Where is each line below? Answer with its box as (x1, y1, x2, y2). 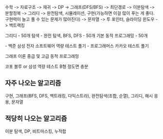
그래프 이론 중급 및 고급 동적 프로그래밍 (5, 53, 79, 59)
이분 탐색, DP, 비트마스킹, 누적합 (5, 128, 67, 134)
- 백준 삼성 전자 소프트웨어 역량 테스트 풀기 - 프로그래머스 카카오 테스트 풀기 (5, 43, 149, 48)
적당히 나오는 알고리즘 (5, 114, 67, 123)
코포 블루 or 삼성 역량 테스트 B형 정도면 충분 (5, 63, 89, 69)
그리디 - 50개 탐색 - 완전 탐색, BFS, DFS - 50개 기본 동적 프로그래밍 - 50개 (5, 33, 148, 38)
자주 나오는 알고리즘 (5, 79, 61, 87)
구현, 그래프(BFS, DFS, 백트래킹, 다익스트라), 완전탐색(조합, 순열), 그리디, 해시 (5, 93, 153, 98)
